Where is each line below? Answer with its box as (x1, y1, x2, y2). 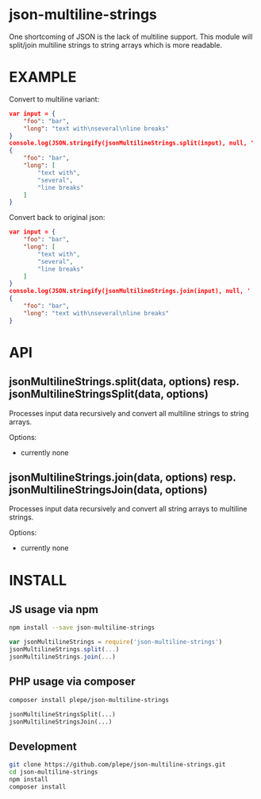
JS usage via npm (9, 603, 98, 616)
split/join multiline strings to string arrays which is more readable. (9, 40, 223, 49)
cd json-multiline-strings (9, 768, 98, 776)
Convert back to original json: (9, 213, 106, 222)
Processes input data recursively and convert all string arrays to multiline (9, 504, 248, 514)
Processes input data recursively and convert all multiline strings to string (9, 408, 249, 418)
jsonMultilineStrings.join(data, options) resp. (9, 471, 236, 484)
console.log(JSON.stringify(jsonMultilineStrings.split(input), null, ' (9, 139, 255, 148)
